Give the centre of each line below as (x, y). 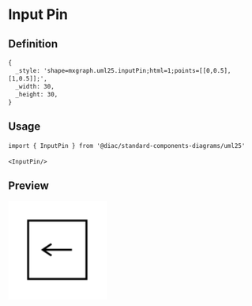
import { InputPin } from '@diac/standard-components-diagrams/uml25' (127, 145)
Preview (29, 186)
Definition (33, 44)
